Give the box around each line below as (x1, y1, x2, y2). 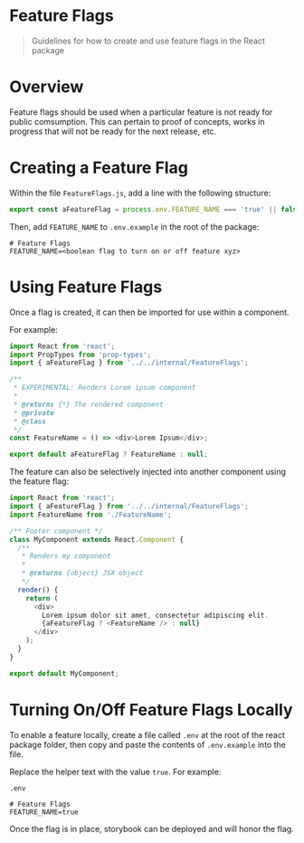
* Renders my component (21, 552, 111, 561)
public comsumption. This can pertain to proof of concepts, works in (9, 116, 265, 127)
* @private (13, 408, 54, 417)
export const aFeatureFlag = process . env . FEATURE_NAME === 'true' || (9, 204, 278, 213)
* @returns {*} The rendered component (13, 400, 165, 409)
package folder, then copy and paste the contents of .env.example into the (9, 739, 287, 750)
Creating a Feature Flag (9, 157, 188, 178)
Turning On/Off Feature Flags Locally (9, 699, 293, 720)
